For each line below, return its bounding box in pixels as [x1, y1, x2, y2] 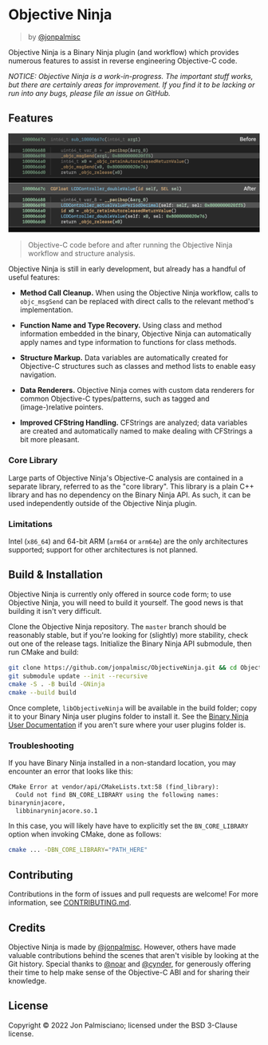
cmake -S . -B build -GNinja [8, 680, 105, 688]
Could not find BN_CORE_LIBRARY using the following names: [15, 791, 219, 799]
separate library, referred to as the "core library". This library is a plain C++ [8, 481, 254, 491]
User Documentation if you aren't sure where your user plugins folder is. [8, 720, 246, 730]
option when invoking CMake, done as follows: [8, 829, 162, 839]
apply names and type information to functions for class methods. [19, 338, 237, 347]
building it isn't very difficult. [8, 606, 102, 616]
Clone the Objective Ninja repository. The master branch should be [8, 621, 227, 631]
